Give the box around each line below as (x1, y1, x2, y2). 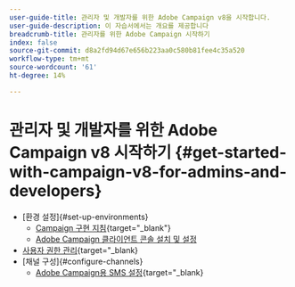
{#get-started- (175, 142, 287, 162)
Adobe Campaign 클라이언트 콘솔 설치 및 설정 (35, 234, 198, 244)
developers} (9, 180, 102, 201)
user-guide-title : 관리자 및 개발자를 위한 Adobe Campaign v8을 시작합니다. (9, 12, 271, 22)
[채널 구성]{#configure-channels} (21, 256, 143, 266)
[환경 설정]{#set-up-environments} (21, 211, 149, 222)
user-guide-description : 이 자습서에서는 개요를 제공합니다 (9, 21, 209, 30)
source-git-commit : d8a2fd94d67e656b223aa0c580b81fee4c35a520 (9, 46, 245, 55)
